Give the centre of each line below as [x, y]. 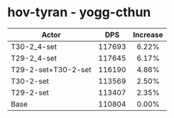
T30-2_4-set [34, 47]
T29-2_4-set [34, 58]
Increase [148, 35]
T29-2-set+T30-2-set [51, 69]
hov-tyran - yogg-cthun [79, 12]
